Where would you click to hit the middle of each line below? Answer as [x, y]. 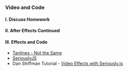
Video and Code [25, 7]
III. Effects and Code [26, 42]
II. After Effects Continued [32, 31]
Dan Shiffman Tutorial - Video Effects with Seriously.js [67, 64]
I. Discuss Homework [28, 19]
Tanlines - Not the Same [37, 53]
